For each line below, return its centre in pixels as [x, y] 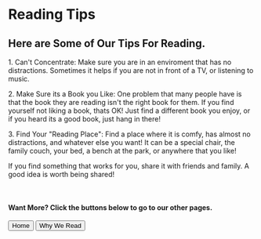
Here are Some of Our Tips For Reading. [107, 43]
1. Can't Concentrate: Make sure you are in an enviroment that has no [120, 62]
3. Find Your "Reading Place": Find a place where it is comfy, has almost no [129, 134]
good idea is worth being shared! [62, 174]
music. [19, 79]
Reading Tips [52, 14]
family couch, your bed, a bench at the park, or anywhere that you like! [122, 151]
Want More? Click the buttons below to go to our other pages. [111, 207]
